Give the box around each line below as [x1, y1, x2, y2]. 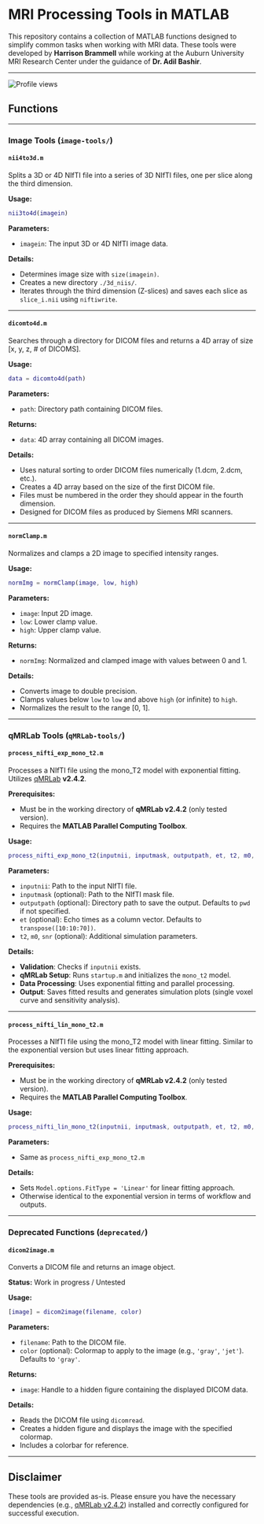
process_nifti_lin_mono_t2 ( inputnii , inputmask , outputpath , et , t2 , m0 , [8, 1123, 255, 1131]
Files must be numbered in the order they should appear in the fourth [19, 490, 244, 499]
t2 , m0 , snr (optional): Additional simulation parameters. [19, 931, 198, 940]
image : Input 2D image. [19, 608, 93, 617]
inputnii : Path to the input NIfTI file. [19, 881, 137, 891]
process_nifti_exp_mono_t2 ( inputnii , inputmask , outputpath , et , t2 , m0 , [8, 852, 255, 860]
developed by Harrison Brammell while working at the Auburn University [8, 48, 245, 57]
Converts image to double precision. [19, 686, 137, 695]
